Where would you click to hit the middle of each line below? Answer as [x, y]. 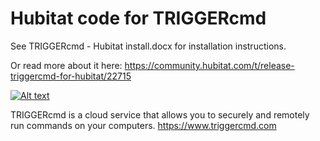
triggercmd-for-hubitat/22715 [71, 76]
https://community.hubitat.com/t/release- [209, 65]
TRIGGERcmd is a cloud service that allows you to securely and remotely [160, 114]
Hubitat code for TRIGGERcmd [138, 18]
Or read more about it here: [66, 65]
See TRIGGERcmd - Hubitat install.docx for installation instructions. [148, 46]
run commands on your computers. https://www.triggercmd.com [143, 125]
